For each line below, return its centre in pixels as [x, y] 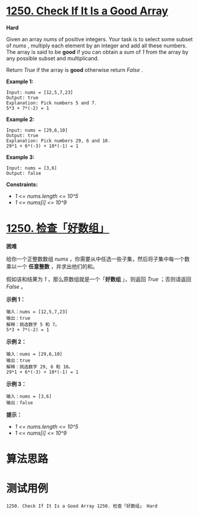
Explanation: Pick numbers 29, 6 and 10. [58, 141]
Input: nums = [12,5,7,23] [40, 92]
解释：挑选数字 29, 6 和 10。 [40, 366]
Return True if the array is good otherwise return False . [75, 69]
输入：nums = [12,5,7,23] [37, 312]
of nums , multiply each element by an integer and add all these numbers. [97, 46]
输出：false [20, 402]
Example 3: [20, 157]
